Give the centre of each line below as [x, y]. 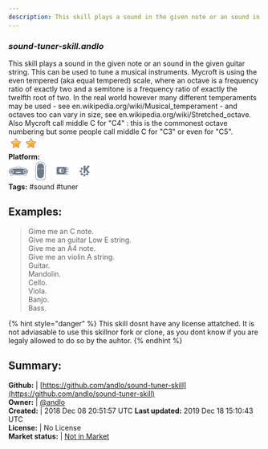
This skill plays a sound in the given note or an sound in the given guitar [127, 63]
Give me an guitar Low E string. [80, 240]
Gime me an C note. [61, 231]
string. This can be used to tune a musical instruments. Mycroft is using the [133, 71]
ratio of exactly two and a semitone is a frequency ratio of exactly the [123, 89]
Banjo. [39, 299]
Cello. [38, 282]
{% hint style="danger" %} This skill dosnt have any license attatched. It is [132, 323]
